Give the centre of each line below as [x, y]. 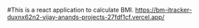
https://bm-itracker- [163, 10]
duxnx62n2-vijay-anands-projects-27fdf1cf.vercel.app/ [86, 17]
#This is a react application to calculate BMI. [70, 10]
